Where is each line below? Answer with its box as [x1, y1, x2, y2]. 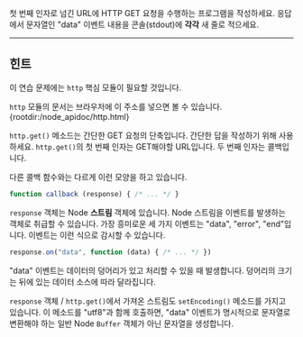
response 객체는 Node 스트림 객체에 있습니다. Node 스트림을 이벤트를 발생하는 [9, 206, 287, 218]
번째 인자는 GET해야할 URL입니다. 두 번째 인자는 [94, 141, 266, 151]
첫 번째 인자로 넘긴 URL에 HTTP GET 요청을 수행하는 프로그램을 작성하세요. [9, 8, 275, 18]
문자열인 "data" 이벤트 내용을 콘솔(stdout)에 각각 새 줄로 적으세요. [25, 19, 260, 30]
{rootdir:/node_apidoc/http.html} [9, 111, 130, 122]
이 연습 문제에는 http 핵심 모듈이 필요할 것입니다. [9, 82, 182, 93]
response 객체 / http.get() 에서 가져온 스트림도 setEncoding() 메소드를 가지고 [9, 296, 287, 306]
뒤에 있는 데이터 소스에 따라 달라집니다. [18, 276, 156, 287]
